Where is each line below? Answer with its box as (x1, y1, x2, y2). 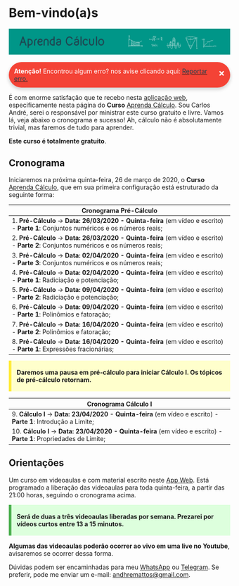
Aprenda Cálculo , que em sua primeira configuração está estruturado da (8, 183, 219, 191)
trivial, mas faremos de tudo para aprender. (8, 123, 134, 132)
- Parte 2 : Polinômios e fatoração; (11, 327, 111, 336)
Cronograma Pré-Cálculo (81, 206, 158, 215)
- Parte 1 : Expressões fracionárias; (11, 345, 114, 353)
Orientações (8, 457, 65, 469)
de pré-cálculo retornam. (16, 376, 91, 384)
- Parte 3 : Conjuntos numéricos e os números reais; (11, 258, 163, 267)
